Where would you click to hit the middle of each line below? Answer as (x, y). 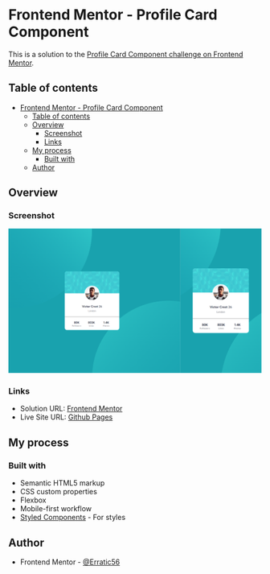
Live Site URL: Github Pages (66, 417)
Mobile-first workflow (56, 509)
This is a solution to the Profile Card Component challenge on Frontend (126, 54)
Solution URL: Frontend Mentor (71, 409)
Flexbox (33, 500)
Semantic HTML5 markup (62, 483)
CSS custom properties (59, 492)
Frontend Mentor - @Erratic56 (70, 562)
